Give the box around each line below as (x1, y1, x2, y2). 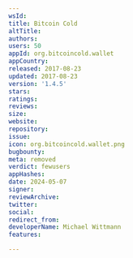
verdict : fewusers (8, 163, 71, 171)
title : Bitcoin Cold (8, 19, 79, 28)
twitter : (8, 200, 38, 209)
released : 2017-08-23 (8, 65, 82, 73)
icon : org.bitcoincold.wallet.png (8, 140, 126, 148)
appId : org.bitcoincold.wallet (8, 49, 114, 58)
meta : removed (8, 155, 57, 163)
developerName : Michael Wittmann (8, 223, 122, 231)
